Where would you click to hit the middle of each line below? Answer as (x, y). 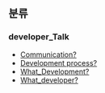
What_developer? (49, 80)
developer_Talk (39, 37)
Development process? (59, 63)
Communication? (48, 55)
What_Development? (55, 71)
